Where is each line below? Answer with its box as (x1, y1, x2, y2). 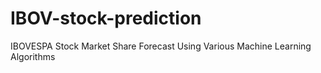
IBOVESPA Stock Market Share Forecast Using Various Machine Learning (10, 40, 312, 52)
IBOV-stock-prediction (10, 7, 202, 30)
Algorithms (10, 50, 56, 62)
